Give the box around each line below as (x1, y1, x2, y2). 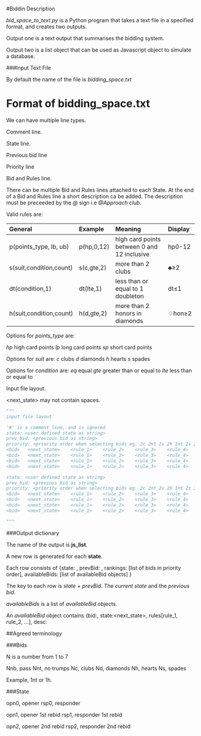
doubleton (115, 292, 144, 300)
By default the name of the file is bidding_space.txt (6, 76, 132, 83)
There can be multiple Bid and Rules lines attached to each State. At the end (6, 186, 194, 194)
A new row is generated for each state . (6, 553, 103, 560)
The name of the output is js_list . (6, 541, 88, 548)
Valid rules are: (6, 210, 43, 218)
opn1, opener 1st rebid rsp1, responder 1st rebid (6, 711, 123, 718)
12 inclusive (115, 250, 150, 258)
